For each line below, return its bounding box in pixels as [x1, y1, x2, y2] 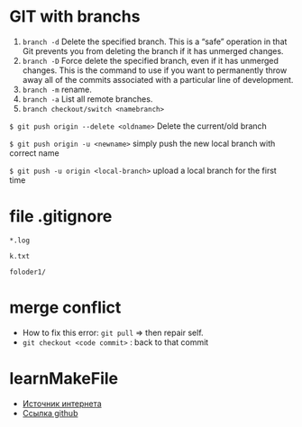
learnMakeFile [9, 368, 119, 388]
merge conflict [9, 297, 122, 318]
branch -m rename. [22, 84, 92, 95]
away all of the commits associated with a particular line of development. [22, 74, 294, 85]
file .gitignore [9, 206, 113, 227]
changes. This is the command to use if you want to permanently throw [22, 65, 288, 76]
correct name [9, 147, 60, 159]
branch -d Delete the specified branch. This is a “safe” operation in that [22, 36, 288, 47]
